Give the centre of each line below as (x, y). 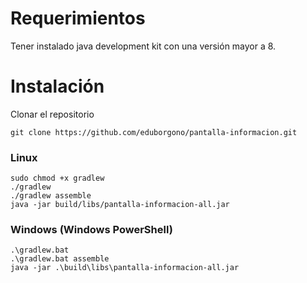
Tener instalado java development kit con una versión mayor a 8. (143, 46)
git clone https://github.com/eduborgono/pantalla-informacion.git (154, 132)
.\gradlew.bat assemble (60, 259)
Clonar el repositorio (52, 114)
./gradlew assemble (51, 196)
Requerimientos (78, 18)
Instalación (57, 86)
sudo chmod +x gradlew (57, 178)
